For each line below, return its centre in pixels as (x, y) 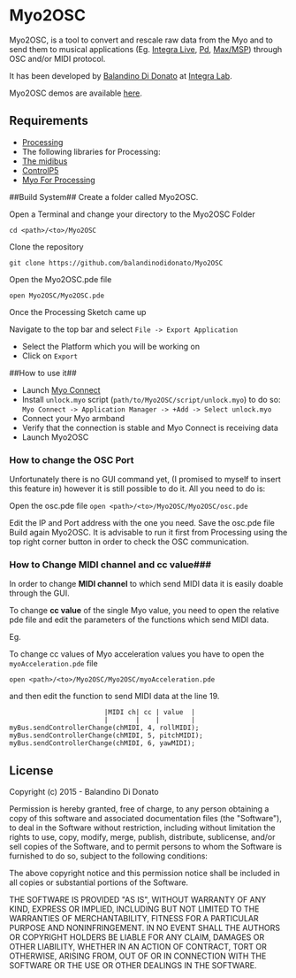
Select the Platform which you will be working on (111, 346)
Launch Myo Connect (61, 389)
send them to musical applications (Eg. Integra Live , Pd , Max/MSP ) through (146, 49)
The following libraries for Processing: (91, 151)
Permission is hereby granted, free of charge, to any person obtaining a (139, 809)
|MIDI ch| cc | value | (150, 712)
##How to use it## (43, 373)
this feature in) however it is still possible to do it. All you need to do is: (137, 489)
